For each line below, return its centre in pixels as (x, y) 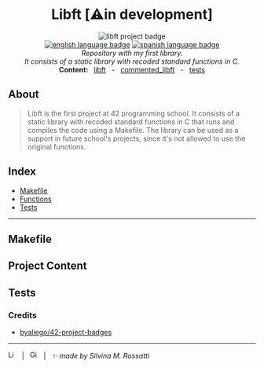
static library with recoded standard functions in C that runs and (131, 121)
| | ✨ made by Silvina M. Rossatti (86, 356)
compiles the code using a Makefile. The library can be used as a (133, 130)
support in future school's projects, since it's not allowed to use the (136, 138)
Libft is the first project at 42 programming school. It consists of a (134, 113)
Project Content (48, 266)
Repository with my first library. (132, 53)
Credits (22, 315)
